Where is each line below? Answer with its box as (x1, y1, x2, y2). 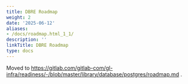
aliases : (6, 25, 28, 32)
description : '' (6, 37, 47, 43)
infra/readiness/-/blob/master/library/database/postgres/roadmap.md (6, 70, 180, 78)
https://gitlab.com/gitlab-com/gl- (31, 64, 113, 71)
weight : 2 (6, 14, 31, 20)
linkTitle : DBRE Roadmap (6, 43, 69, 49)
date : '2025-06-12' (6, 20, 55, 26)
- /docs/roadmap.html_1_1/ (6, 31, 74, 37)
